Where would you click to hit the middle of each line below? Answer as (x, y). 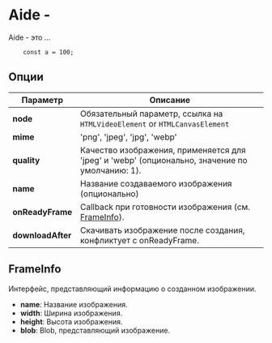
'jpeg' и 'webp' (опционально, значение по (164, 160)
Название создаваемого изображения (156, 183)
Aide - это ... (30, 37)
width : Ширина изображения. (71, 313)
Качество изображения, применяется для (163, 150)
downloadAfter (42, 235)
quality (26, 160)
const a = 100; (49, 52)
